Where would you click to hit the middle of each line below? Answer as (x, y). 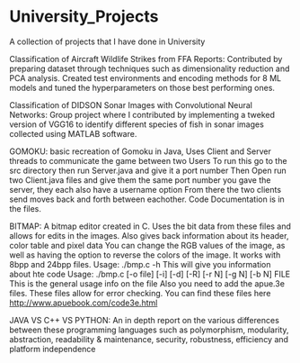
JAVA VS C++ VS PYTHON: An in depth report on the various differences (145, 320)
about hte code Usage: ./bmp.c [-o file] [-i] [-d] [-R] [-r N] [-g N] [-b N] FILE (150, 274)
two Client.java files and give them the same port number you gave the (140, 180)
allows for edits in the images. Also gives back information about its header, (149, 235)
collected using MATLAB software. (73, 133)
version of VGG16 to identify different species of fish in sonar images (137, 124)
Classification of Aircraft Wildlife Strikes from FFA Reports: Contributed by (146, 59)
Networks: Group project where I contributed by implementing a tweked (142, 114)
